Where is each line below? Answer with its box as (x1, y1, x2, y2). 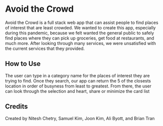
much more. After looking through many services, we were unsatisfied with (5, 40, 156, 46)
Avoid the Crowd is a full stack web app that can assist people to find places (5, 20, 159, 25)
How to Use (5, 60, 41, 68)
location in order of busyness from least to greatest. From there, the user (5, 83, 152, 89)
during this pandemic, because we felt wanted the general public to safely (5, 30, 154, 36)
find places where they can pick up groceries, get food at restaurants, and (5, 35, 155, 41)
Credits (5, 103, 28, 111)
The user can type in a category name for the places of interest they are (5, 72, 150, 79)
